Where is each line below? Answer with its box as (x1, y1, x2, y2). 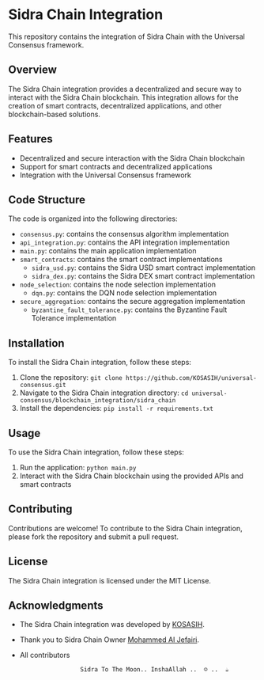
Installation (8, 336, 65, 350)
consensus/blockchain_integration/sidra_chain (19, 397, 176, 405)
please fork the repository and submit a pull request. (8, 532, 179, 541)
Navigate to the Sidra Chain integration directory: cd (19, 388, 189, 397)
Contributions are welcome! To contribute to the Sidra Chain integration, (8, 523, 243, 533)
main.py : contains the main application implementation (19, 246, 197, 256)
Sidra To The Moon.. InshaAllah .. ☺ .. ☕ (80, 666, 229, 674)
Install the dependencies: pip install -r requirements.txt (19, 404, 213, 413)
